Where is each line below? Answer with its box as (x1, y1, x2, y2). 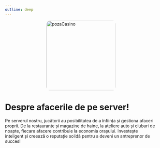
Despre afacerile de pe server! (5, 102, 130, 113)
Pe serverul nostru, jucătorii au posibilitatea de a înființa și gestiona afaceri (5, 118, 154, 123)
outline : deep (5, 7, 34, 12)
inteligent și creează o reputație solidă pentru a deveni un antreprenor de (5, 133, 150, 139)
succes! (5, 138, 21, 144)
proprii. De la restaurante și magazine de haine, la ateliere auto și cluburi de (5, 123, 156, 129)
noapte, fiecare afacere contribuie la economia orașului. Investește (5, 128, 138, 133)
